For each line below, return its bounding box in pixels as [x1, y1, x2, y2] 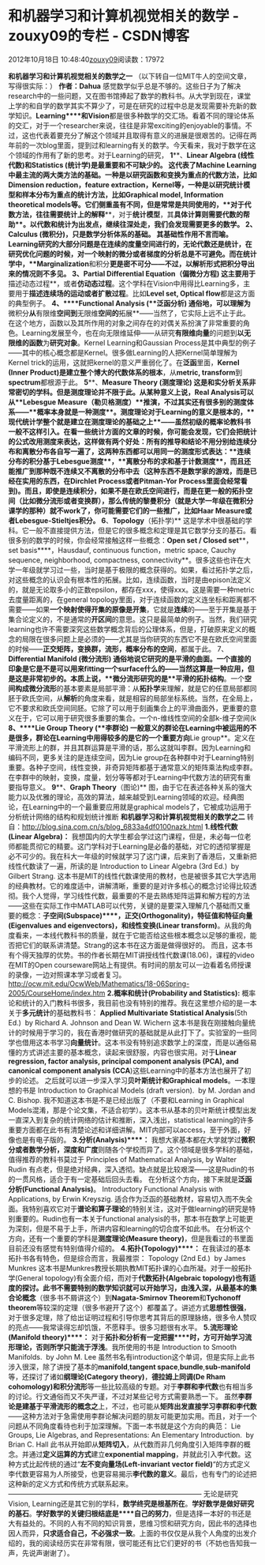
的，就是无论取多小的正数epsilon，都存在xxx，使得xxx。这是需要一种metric [8, 585, 255, 594]
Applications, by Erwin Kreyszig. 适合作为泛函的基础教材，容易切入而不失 [8, 1194, 246, 1203]
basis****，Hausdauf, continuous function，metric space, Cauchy [20, 545, 237, 555]
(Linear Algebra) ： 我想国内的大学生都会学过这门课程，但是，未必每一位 [8, 831, 244, 841]
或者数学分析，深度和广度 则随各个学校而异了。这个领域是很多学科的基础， [14, 1145, 257, 1154]
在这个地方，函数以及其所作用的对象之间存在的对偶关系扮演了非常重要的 [8, 318, 243, 328]
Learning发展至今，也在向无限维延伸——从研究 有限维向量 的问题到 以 [21, 328, 244, 337]
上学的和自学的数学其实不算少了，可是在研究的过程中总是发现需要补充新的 [8, 100, 250, 111]
